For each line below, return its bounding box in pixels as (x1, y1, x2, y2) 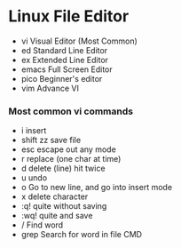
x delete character (20, 191, 89, 202)
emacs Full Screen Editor (20, 64, 113, 75)
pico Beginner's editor (20, 73, 103, 84)
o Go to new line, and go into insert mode (20, 182, 173, 193)
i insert (20, 125, 47, 136)
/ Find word (20, 220, 64, 230)
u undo (20, 172, 48, 183)
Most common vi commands (8, 105, 134, 117)
